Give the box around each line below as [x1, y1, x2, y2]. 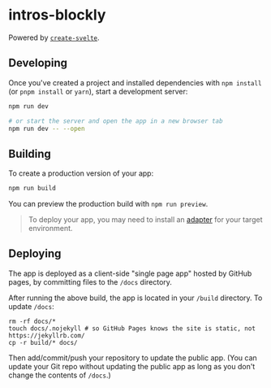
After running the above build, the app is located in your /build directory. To [8, 293, 263, 303]
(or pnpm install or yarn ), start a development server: [8, 86, 188, 96]
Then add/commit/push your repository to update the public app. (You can [8, 352, 257, 363]
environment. [28, 224, 73, 233]
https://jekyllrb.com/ [8, 331, 85, 339]
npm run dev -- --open [8, 124, 85, 133]
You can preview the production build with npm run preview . [8, 199, 209, 209]
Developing [8, 56, 67, 70]
